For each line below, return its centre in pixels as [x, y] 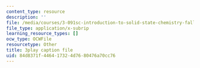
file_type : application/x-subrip [48, 28]
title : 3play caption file [40, 50]
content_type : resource [36, 12]
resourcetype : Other [32, 45]
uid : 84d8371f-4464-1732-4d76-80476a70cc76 [61, 56]
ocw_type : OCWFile [29, 39]
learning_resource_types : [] [42, 34]
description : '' [26, 17]
